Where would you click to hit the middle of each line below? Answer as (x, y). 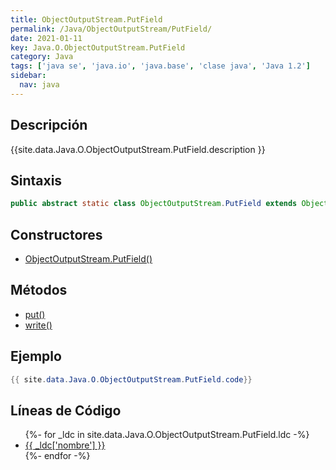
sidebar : (28, 76)
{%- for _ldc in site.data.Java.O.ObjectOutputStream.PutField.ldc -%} (167, 435)
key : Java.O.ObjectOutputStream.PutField (98, 47)
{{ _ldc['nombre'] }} (65, 445)
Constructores (56, 234)
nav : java (39, 85)
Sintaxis (36, 180)
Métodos (39, 290)
